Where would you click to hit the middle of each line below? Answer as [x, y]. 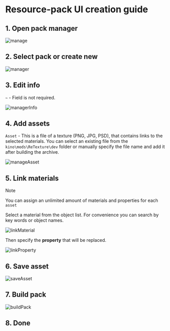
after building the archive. [32, 152]
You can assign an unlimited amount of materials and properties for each [82, 200]
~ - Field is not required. [30, 97]
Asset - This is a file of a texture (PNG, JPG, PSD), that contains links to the [84, 136]
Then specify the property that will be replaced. [56, 240]
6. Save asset [27, 266]
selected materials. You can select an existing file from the [67, 141]
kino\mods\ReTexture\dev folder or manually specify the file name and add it [85, 147]
